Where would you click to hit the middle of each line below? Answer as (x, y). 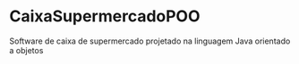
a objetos (26, 50)
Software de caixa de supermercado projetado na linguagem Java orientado (150, 41)
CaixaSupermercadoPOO (105, 16)
